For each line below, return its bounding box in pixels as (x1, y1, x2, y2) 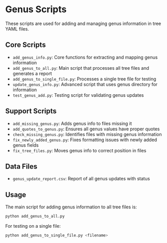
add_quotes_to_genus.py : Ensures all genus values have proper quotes (12, 126, 160, 132)
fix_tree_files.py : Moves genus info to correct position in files (12, 147, 147, 153)
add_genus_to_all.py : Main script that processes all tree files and (12, 65, 149, 71)
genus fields (12, 142, 39, 148)
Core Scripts (5, 41, 46, 49)
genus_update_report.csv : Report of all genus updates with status (12, 176, 150, 182)
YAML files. (5, 25, 30, 32)
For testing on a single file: (5, 223, 61, 229)
